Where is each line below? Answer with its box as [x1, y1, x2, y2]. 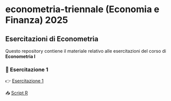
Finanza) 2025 [5, 14, 68, 26]
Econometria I [5, 53, 36, 59]
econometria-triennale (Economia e [5, 4, 160, 15]
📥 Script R [5, 90, 28, 96]
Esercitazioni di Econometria [5, 35, 99, 43]
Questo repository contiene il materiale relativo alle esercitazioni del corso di [5, 48, 166, 54]
